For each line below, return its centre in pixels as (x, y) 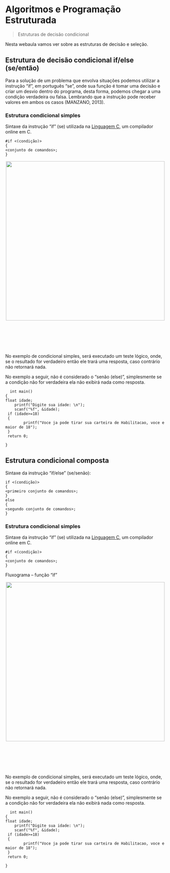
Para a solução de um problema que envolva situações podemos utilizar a (82, 81)
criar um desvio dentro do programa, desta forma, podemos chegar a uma (83, 91)
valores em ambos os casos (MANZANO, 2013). (55, 102)
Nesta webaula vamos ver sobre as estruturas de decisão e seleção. (77, 44)
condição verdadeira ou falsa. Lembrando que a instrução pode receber (80, 97)
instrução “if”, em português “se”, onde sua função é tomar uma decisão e (83, 86)
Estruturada (31, 20)
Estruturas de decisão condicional (53, 34)
